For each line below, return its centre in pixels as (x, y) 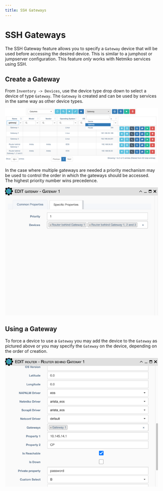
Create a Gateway (33, 79)
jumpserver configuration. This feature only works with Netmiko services (78, 59)
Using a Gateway (31, 329)
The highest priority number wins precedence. (51, 181)
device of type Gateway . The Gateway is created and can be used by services (81, 96)
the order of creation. (26, 351)
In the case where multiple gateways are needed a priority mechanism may (80, 170)
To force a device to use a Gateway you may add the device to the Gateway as (81, 341)
